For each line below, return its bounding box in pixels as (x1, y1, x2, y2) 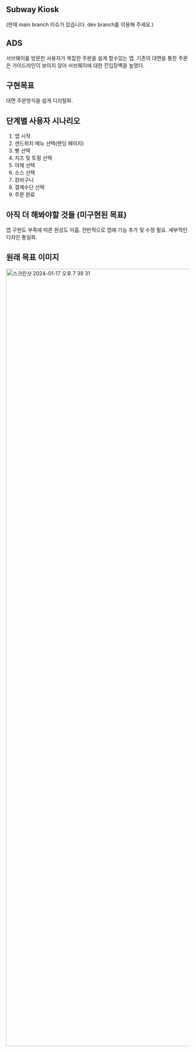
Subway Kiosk (6, 5, 60, 15)
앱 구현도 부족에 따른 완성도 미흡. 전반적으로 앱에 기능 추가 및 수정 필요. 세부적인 (6, 226, 188, 233)
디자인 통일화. (6, 234, 38, 241)
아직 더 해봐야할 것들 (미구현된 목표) (6, 210, 127, 220)
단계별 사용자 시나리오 (6, 116, 80, 126)
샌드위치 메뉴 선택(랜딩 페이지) (14, 140, 85, 147)
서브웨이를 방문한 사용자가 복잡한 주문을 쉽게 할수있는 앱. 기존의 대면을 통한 (6, 54, 177, 61)
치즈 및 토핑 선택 (14, 154, 52, 161)
